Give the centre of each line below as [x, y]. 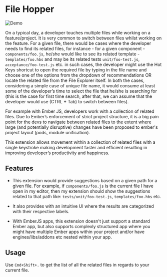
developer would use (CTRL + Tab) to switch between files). [67, 101]
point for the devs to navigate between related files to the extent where [78, 122]
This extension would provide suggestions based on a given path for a [85, 180]
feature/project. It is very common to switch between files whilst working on [83, 38]
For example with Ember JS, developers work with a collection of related [80, 111]
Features [19, 168]
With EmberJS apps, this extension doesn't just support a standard [81, 221]
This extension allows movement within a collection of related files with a [80, 142]
